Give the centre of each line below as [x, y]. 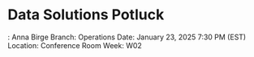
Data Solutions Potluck [86, 15]
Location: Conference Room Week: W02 [75, 45]
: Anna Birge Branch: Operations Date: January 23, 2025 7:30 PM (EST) [127, 37]
